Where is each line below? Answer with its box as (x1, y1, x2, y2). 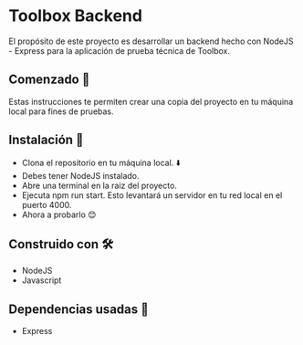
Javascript (21, 275, 62, 286)
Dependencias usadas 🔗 (8, 301, 150, 317)
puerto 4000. (21, 199, 72, 210)
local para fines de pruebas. (8, 106, 115, 117)
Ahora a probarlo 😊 (21, 209, 97, 220)
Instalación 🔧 (8, 132, 84, 148)
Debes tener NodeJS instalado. (21, 170, 140, 181)
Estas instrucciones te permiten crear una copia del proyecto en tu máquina (8, 96, 294, 107)
